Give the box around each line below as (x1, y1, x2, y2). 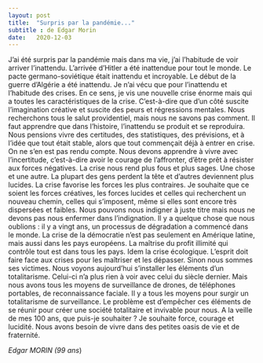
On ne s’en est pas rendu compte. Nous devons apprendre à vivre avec (8, 147, 239, 156)
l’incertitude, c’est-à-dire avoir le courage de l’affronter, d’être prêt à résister (8, 155, 254, 165)
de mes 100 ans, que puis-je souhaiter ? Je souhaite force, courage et (8, 313, 235, 323)
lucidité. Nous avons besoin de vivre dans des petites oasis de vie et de (8, 322, 240, 332)
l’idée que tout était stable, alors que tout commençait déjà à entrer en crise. (8, 138, 255, 148)
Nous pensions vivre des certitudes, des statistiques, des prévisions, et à (8, 130, 245, 140)
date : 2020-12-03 (8, 33, 72, 42)
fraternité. (8, 331, 41, 340)
